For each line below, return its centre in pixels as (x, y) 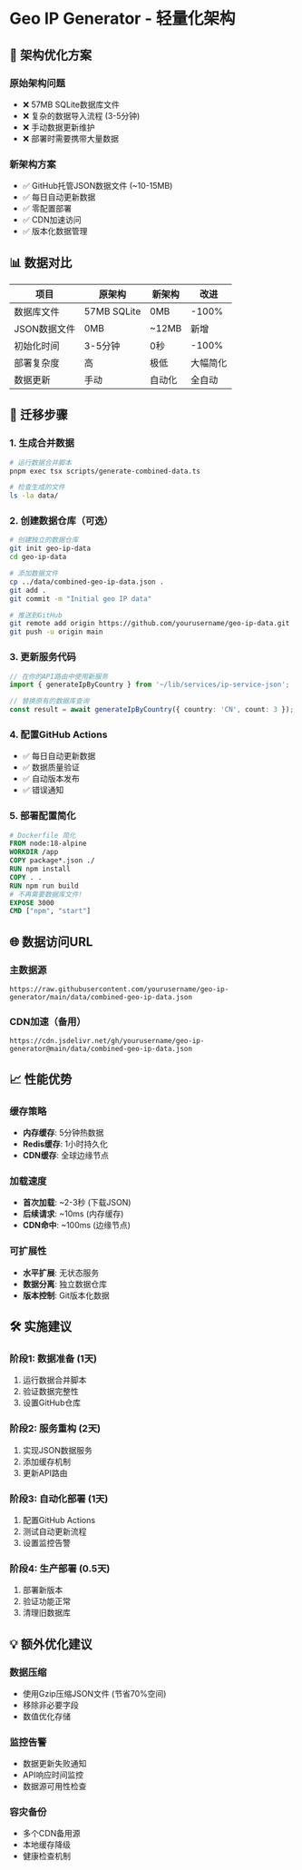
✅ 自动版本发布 (51, 779)
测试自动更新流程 (54, 1531)
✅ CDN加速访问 (52, 220)
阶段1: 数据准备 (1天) (54, 1358)
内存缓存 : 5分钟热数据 (63, 1133)
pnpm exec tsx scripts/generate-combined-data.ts (105, 471)
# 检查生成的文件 (37, 487)
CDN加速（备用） (48, 1021)
